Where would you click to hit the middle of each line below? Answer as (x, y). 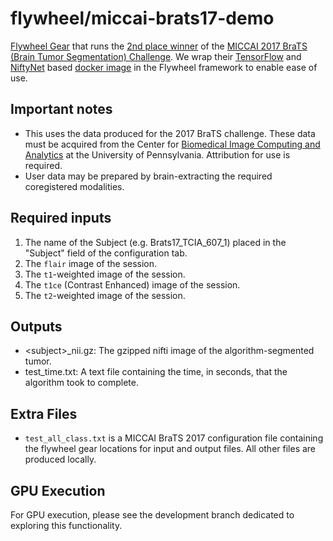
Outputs (36, 326)
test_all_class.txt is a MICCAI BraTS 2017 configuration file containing (174, 438)
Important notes (61, 109)
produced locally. (60, 459)
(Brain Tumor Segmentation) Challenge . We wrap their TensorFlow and (156, 56)
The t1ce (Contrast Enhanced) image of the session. (132, 284)
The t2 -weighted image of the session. (105, 295)
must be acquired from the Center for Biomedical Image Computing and (172, 144)
